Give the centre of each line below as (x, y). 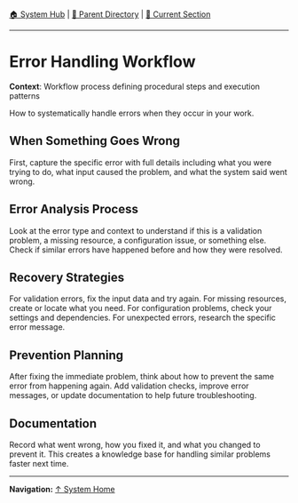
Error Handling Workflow (102, 62)
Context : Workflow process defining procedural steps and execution (134, 86)
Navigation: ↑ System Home (62, 489)
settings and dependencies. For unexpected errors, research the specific (143, 318)
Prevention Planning (67, 355)
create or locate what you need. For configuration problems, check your (141, 308)
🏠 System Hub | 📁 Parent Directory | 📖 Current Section (110, 14)
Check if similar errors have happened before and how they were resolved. (146, 250)
